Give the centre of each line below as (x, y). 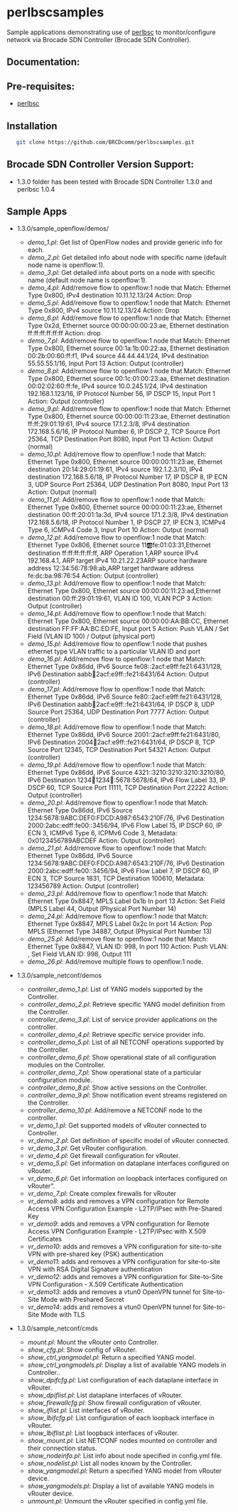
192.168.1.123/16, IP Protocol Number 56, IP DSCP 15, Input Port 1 (121, 394)
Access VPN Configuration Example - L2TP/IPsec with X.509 (117, 1231)
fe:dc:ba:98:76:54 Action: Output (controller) (93, 576)
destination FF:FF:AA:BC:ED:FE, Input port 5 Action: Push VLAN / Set (128, 629)
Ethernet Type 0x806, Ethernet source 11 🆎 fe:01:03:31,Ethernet (119, 545)
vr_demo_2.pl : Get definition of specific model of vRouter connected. (129, 1141)
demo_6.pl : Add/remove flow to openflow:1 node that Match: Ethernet (129, 318)
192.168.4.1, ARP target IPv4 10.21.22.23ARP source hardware (117, 561)
